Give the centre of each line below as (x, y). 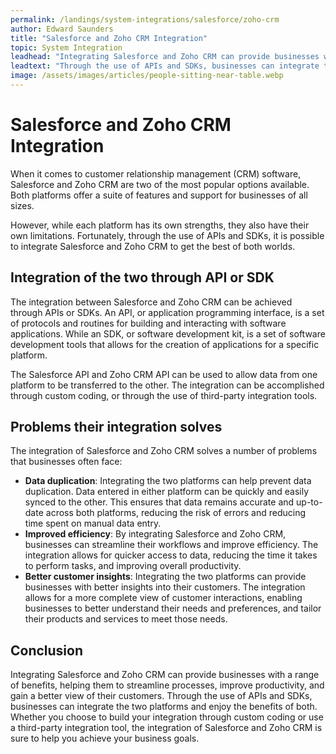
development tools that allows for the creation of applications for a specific (165, 344)
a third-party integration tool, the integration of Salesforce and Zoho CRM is (166, 728)
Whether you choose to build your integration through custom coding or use (167, 717)
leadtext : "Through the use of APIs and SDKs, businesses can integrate (165, 66)
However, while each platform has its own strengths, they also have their (160, 225)
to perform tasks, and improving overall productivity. (133, 566)
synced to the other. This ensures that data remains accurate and (159, 502)
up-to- (309, 502)
